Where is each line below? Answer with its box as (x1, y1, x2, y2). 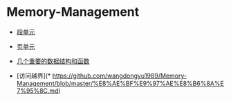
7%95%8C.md (16, 87, 59, 95)
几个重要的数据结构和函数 (16, 56, 90, 65)
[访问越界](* (16, 71, 51, 80)
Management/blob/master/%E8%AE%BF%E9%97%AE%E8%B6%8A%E (16, 79, 224, 87)
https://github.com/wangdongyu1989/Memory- (52, 71, 187, 80)
